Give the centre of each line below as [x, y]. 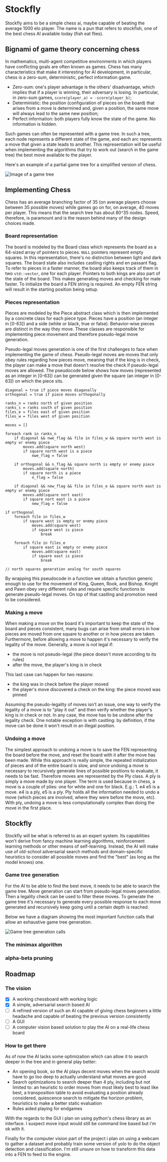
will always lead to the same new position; [55, 113]
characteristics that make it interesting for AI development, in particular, [78, 72]
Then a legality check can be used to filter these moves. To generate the [80, 896]
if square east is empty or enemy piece [65, 547]
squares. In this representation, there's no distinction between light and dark [83, 257]
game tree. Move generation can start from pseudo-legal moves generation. [83, 891]
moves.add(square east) [56, 552]
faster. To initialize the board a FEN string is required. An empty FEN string [81, 284]
